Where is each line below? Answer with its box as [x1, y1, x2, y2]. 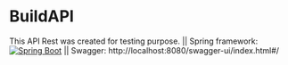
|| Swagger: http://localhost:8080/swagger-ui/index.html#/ [63, 45, 279, 55]
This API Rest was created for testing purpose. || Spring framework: [9, 36, 259, 46]
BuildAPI [9, 6, 74, 27]
